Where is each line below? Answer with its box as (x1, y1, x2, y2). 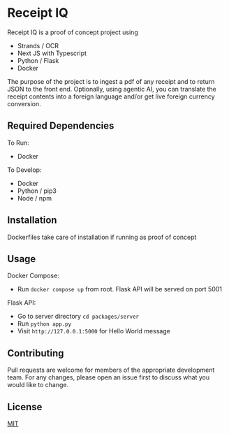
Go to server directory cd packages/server (17, 312, 140, 321)
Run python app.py (17, 319, 72, 328)
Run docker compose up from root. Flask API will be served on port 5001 (17, 285, 222, 294)
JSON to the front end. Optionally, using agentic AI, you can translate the (7, 85, 216, 93)
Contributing (7, 347, 64, 359)
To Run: (7, 138, 29, 147)
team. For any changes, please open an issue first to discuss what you (7, 373, 210, 382)
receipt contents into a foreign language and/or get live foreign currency (7, 92, 215, 101)
